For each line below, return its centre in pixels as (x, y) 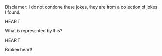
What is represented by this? (34, 31)
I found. (13, 12)
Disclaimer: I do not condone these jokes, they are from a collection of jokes (81, 7)
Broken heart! (19, 49)
